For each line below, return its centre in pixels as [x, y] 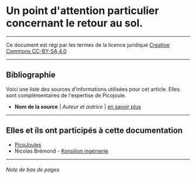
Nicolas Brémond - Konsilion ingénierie [61, 151]
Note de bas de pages [33, 170]
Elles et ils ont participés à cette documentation [94, 131]
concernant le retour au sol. [74, 23]
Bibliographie [31, 75]
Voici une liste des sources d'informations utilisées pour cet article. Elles [93, 89]
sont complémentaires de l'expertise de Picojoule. [66, 95]
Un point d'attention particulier [83, 11]
